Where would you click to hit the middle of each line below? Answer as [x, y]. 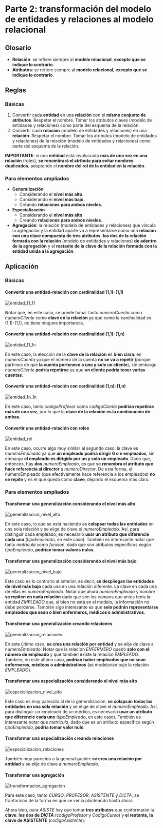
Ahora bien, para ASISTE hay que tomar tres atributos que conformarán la [80, 810]
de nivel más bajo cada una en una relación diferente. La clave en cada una [81, 586]
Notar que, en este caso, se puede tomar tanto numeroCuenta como [73, 312]
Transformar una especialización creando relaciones [60, 738]
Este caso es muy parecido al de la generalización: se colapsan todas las [79, 701]
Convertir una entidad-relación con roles [47, 428]
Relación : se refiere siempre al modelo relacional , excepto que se [79, 59]
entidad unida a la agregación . [43, 251]
